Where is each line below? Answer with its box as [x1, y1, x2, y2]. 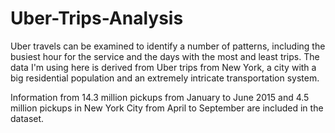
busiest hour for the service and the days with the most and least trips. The [10, 50, 320, 62]
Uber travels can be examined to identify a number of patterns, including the [10, 40, 326, 52]
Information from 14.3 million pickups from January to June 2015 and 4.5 [10, 91, 310, 103]
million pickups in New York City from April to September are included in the [10, 102, 324, 114]
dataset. [10, 112, 45, 124]
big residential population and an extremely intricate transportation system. [10, 72, 320, 84]
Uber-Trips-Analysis [10, 7, 184, 30]
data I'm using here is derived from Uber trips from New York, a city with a [10, 61, 317, 73]
